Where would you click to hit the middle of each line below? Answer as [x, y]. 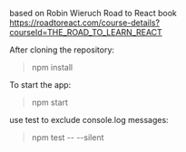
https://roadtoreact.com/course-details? [85, 23]
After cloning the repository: [62, 50]
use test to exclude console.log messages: [89, 120]
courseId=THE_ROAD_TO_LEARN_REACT [86, 32]
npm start [49, 102]
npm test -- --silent [68, 138]
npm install [52, 67]
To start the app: [40, 85]
